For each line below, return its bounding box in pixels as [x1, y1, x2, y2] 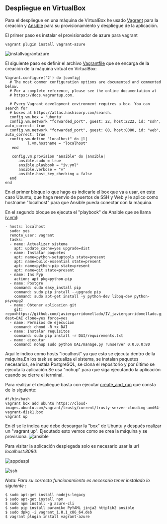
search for [5, 106, 28, 111]
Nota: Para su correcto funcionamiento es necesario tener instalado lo [5, 477, 150, 483]
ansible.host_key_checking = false [18, 171, 92, 176]
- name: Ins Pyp [9, 272, 43, 277]
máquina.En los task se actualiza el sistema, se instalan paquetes [5, 356, 139, 362]
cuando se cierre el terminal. [5, 372, 64, 378]
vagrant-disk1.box [5, 409, 43, 415]
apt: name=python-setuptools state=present [14, 255, 106, 260]
